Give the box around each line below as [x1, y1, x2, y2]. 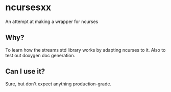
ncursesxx [5, 2, 52, 13]
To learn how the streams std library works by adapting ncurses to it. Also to [5, 47, 166, 53]
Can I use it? [5, 67, 45, 76]
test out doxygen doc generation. [5, 52, 76, 58]
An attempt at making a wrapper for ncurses [5, 18, 99, 25]
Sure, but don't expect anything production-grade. [5, 81, 111, 87]
